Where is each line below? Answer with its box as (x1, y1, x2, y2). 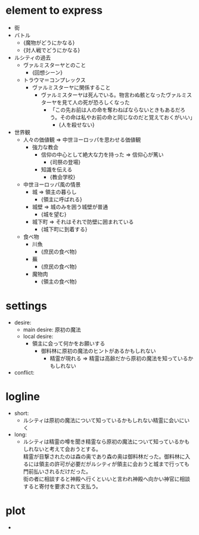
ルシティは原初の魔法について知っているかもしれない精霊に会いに (23, 416, 185, 424)
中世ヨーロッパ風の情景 (23, 180, 81, 188)
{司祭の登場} (49, 158, 81, 165)
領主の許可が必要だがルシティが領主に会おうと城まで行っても (39, 460, 190, 468)
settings (5, 299, 47, 313)
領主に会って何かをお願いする (32, 340, 105, 347)
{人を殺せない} (58, 121, 95, 128)
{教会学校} (49, 173, 76, 180)
